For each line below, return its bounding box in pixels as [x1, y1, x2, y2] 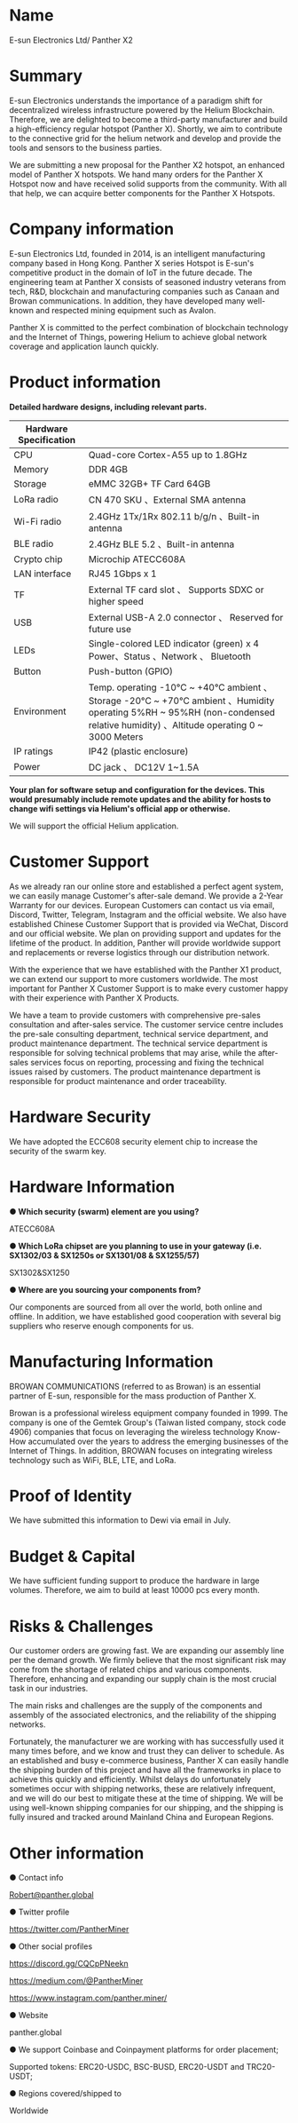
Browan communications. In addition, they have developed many [9, 295, 246, 306]
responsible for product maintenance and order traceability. [9, 1075, 228, 1086]
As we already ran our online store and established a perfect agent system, [9, 881, 284, 891]
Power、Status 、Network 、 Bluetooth [88, 650, 251, 662]
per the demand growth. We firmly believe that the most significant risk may [9, 1655, 286, 1666]
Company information [9, 219, 175, 240]
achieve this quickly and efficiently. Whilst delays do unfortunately [9, 1774, 251, 1785]
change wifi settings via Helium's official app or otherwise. [9, 803, 231, 813]
